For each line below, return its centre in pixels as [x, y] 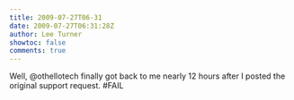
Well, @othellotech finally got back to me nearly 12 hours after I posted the [147, 76]
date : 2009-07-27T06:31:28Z [62, 26]
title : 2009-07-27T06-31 [56, 17]
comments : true [38, 51]
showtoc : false [38, 42]
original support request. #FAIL [67, 86]
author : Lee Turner [46, 34]
